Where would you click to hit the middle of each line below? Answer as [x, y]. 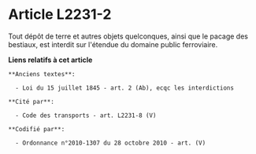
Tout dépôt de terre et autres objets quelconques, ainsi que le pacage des [128, 36]
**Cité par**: [32, 101]
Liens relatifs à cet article [50, 60]
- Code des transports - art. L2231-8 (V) [86, 115]
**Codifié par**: [37, 129]
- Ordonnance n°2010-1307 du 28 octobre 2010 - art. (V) [111, 143]
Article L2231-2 [60, 15]
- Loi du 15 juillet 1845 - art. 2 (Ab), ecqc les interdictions [125, 88]
